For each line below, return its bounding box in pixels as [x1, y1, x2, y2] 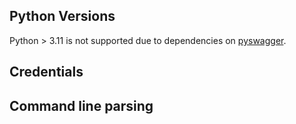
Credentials [9, 64, 84, 81]
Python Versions [9, 8, 116, 25]
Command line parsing [9, 97, 154, 114]
